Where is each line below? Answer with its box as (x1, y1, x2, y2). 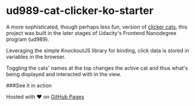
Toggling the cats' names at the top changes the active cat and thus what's (6, 64, 188, 71)
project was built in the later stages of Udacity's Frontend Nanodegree (6, 29, 177, 36)
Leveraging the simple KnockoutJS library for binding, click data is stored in (6, 47, 189, 54)
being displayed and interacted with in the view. (6, 70, 122, 77)
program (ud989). (6, 36, 50, 43)
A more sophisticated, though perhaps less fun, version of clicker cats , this (6, 23, 188, 30)
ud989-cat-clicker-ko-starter (6, 4, 154, 17)
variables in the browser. (6, 53, 66, 60)
